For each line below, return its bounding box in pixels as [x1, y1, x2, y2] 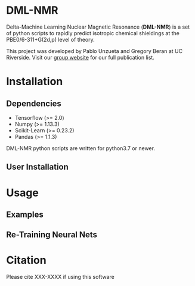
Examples [6, 209, 44, 219]
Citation [6, 254, 47, 267]
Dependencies [6, 98, 61, 108]
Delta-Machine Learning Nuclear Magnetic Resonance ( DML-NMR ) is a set [6, 23, 190, 30]
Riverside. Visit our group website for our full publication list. [6, 54, 155, 61]
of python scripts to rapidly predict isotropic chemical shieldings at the [6, 29, 180, 36]
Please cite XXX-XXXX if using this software [6, 273, 114, 281]
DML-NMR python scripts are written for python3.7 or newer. [6, 144, 155, 152]
